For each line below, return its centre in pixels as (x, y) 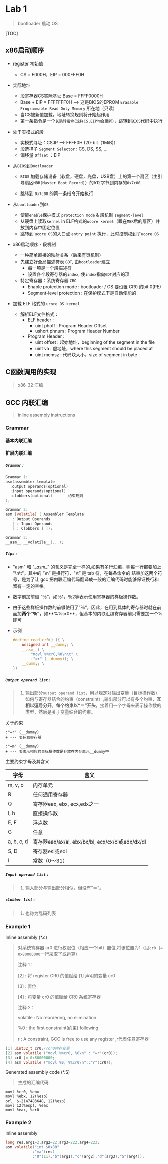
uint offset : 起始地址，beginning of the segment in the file (95, 342)
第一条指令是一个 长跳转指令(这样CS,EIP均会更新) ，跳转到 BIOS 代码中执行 (91, 121)
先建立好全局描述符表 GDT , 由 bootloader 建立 (65, 261)
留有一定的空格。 (30, 586)
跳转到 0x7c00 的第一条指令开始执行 (57, 193)
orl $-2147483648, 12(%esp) (36, 1101)
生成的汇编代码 (33, 1082)
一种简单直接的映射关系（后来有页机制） (62, 255)
